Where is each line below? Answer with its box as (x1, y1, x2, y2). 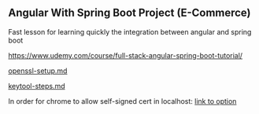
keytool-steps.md (8, 81, 65, 90)
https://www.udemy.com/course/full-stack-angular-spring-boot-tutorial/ (8, 50, 242, 60)
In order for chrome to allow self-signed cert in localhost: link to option (8, 96, 237, 105)
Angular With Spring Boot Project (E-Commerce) (8, 6, 251, 20)
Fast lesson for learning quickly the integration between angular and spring (8, 27, 252, 36)
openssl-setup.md (8, 66, 68, 75)
